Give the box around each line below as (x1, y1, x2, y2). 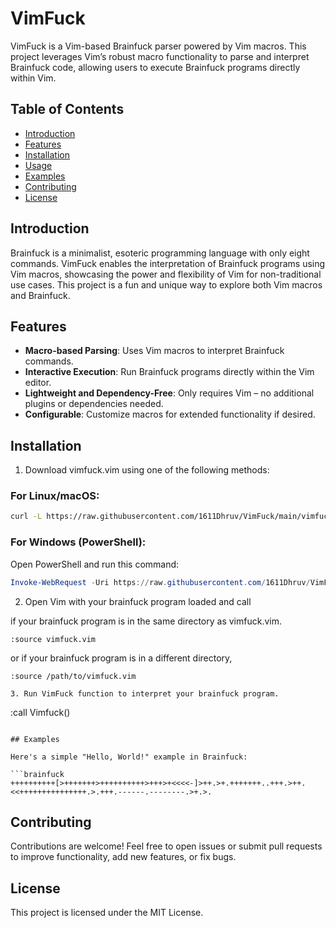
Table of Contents (10, 101, 125, 118)
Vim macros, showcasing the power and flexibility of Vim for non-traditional (10, 268, 322, 280)
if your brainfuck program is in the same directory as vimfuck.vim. (10, 615, 282, 627)
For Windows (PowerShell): (10, 535, 147, 549)
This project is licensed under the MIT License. (10, 907, 204, 919)
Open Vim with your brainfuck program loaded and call (24, 595, 252, 607)
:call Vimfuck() (10, 706, 71, 718)
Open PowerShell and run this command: (10, 558, 180, 570)
